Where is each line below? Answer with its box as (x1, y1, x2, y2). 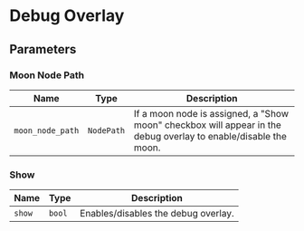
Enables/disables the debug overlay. (80, 207, 234, 220)
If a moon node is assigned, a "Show (134, 107, 290, 120)
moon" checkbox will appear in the (134, 119, 282, 131)
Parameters (9, 42, 77, 57)
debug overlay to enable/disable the (134, 130, 287, 142)
